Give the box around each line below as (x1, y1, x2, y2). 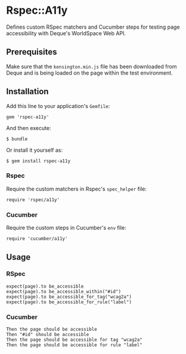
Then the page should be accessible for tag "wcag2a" (6, 337, 143, 343)
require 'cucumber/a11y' (6, 236, 68, 242)
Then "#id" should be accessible (6, 332, 89, 338)
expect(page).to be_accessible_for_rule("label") (6, 299, 132, 305)
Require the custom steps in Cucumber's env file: (6, 224, 126, 232)
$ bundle (6, 136, 28, 142)
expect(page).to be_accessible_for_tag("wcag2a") (6, 294, 132, 300)
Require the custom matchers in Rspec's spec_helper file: (6, 185, 147, 192)
